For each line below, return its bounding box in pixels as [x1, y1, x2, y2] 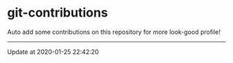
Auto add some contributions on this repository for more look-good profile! [7, 28, 221, 36]
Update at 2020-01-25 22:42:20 [7, 47, 99, 56]
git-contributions [7, 5, 108, 21]
